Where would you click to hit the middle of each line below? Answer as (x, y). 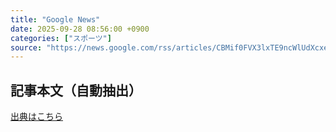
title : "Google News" (55, 19)
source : (26, 47)
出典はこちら (36, 117)
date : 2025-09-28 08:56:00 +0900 (80, 29)
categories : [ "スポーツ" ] (61, 38)
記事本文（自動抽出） (76, 90)
